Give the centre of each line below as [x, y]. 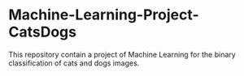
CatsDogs [43, 32]
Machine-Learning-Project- [104, 15]
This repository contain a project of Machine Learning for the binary [122, 54]
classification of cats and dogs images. [74, 63]
